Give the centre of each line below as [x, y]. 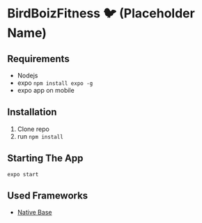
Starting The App [45, 159]
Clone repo [33, 129]
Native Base [34, 213]
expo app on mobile [46, 90]
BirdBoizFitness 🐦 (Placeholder [101, 14]
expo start [23, 174]
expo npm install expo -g [55, 83]
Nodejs [28, 75]
